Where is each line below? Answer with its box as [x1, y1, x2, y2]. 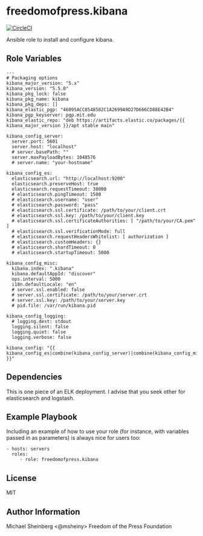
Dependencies [6, 372, 62, 382]
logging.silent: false [11, 324, 69, 330]
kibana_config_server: [6, 133, 63, 139]
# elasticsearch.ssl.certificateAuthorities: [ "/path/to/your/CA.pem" [11, 218, 196, 224]
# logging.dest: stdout [11, 318, 71, 324]
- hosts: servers [6, 446, 50, 452]
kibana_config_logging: [6, 313, 66, 319]
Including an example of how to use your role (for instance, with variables [6, 428, 189, 435]
